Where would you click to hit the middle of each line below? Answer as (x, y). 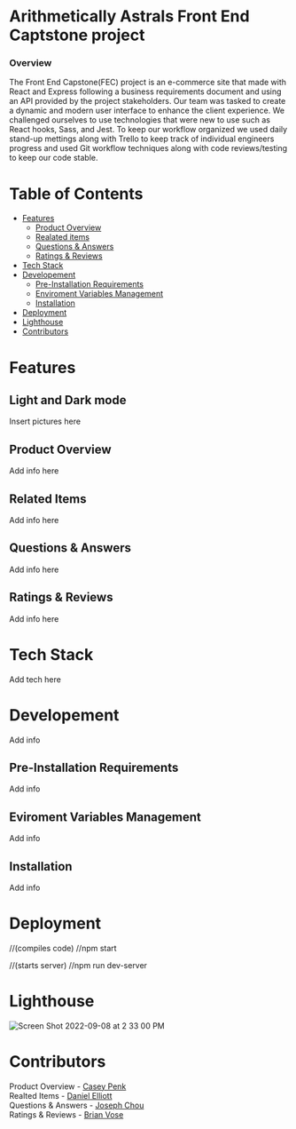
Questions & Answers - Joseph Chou (77, 1105)
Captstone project (77, 35)
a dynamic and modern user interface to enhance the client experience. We (147, 111)
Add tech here (35, 679)
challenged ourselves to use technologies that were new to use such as (140, 120)
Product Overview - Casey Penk (68, 1086)
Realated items (62, 237)
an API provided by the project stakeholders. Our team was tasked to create (148, 101)
